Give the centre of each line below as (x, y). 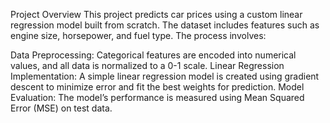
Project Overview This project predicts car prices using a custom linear (156, 14)
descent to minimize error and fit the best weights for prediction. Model (157, 87)
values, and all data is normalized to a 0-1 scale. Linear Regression (147, 65)
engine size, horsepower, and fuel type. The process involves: (138, 35)
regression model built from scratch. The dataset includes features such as (165, 25)
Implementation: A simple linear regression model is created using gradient (165, 76)
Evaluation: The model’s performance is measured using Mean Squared (157, 97)
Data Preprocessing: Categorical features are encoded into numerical (153, 55)
